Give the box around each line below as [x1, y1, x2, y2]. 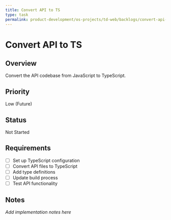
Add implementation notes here [5, 209, 71, 215]
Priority [5, 87, 30, 96]
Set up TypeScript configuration [12, 157, 80, 163]
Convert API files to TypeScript [12, 163, 78, 169]
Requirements [5, 144, 51, 153]
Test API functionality [12, 180, 58, 186]
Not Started [5, 129, 30, 135]
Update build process [12, 175, 58, 181]
